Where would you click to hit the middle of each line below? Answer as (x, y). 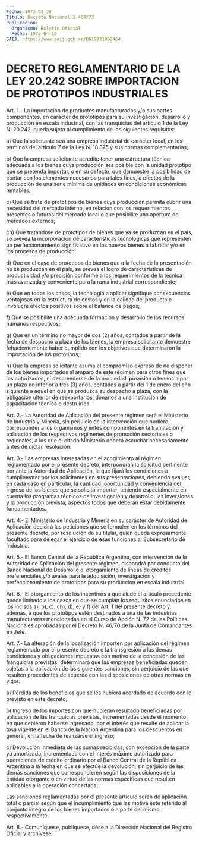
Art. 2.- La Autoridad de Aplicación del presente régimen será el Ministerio (97, 415)
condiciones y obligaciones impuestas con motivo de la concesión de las (96, 656)
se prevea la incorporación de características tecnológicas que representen (99, 238)
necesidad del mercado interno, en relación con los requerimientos (88, 208)
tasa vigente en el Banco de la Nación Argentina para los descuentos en (94, 729)
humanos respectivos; (33, 323)
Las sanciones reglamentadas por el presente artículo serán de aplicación (97, 797)
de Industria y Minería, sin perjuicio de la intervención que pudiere (87, 421)
